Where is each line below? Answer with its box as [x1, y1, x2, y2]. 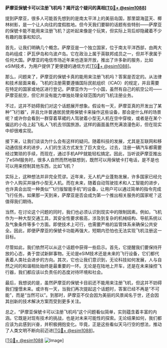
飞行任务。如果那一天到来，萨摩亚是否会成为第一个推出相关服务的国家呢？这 [5, 192, 162, 198]
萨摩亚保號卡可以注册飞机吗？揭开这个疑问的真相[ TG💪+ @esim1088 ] [5, 5, 147, 10]
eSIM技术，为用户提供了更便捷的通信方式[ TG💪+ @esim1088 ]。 [5, 63, 134, 69]
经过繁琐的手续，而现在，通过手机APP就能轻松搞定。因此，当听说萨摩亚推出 [5, 151, 162, 156]
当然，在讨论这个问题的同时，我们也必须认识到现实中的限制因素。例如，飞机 [5, 209, 162, 215]
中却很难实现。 [5, 128, 36, 134]
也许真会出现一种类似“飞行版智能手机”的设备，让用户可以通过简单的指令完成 [5, 186, 162, 192]
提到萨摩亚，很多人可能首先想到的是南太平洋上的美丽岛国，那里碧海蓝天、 [5, 15, 158, 21]
